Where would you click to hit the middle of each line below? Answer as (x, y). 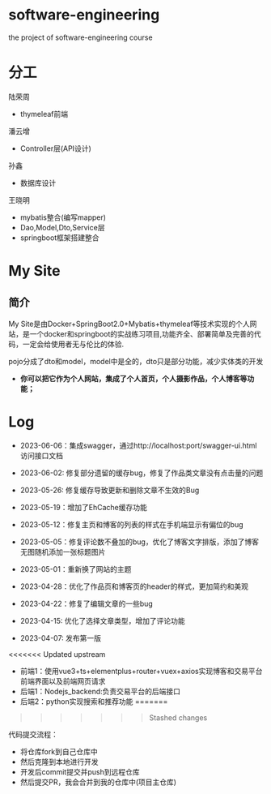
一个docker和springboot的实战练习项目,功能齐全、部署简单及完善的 (142, 333)
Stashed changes (178, 717)
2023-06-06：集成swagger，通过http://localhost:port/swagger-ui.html (138, 445)
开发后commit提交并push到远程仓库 (80, 771)
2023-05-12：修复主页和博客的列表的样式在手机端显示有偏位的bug (132, 524)
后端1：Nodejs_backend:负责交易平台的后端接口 (100, 691)
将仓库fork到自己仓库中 (59, 751)
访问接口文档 (41, 455)
